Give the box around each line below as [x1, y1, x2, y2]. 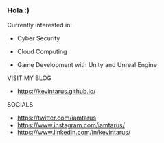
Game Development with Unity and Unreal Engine [16, 61, 158, 69]
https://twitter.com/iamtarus [16, 114, 97, 122]
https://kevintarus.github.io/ [16, 88, 96, 96]
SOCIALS [7, 101, 34, 109]
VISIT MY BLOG [7, 74, 52, 82]
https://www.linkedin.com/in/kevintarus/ [16, 129, 131, 137]
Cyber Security [16, 34, 60, 42]
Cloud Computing [16, 47, 67, 56]
